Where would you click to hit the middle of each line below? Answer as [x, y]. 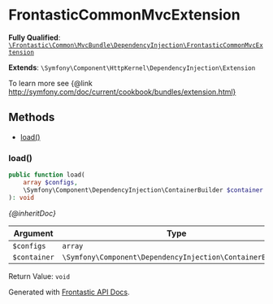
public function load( [47, 175]
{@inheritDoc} [32, 213]
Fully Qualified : [35, 37]
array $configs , [51, 182]
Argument [33, 233]
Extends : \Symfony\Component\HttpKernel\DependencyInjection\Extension [132, 67]
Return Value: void [39, 276]
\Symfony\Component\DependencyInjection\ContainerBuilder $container [143, 190]
